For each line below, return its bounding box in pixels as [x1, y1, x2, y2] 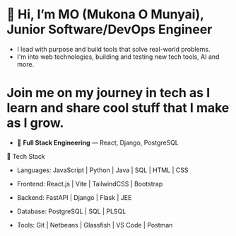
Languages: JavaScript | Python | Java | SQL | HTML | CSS [16, 166, 189, 174]
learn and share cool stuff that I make [6, 100, 230, 116]
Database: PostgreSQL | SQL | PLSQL [16, 207, 126, 215]
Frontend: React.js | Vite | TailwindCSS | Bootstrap [16, 179, 163, 188]
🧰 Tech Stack [6, 152, 45, 160]
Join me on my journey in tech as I [6, 85, 211, 101]
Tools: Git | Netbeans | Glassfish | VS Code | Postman [16, 220, 173, 229]
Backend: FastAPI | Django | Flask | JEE [16, 193, 132, 201]
